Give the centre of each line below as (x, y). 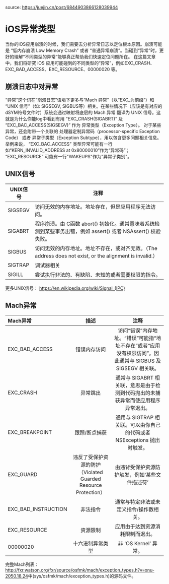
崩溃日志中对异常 (32, 87)
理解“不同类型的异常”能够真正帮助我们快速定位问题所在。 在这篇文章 (85, 56)
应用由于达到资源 (135, 527)
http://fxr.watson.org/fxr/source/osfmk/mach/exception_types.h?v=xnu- (80, 570)
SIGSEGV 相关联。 (138, 368)
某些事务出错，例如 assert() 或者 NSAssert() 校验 (103, 231)
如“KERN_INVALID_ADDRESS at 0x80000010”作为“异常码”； (68, 150)
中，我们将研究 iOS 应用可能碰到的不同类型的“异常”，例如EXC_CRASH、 (80, 63)
